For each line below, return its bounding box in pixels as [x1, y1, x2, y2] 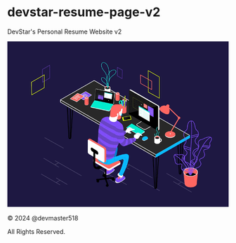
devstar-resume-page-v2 [7, 4, 161, 20]
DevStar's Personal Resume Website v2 [7, 27, 122, 36]
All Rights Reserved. [7, 227, 65, 235]
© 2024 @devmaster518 [7, 214, 79, 222]
